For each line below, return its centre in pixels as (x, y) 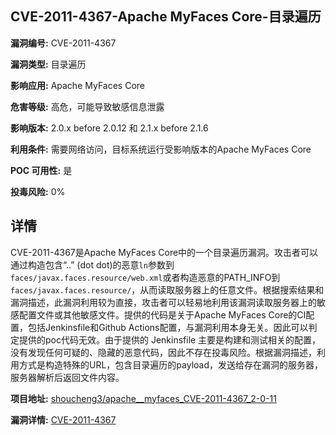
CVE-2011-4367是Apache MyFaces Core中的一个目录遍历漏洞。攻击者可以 (164, 252)
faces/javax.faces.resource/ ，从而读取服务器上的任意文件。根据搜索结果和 (167, 289)
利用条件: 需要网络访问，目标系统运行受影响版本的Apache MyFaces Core (161, 149)
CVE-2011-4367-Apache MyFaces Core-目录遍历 (166, 17)
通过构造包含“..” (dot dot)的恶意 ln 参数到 (92, 264)
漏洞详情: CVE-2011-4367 (63, 419)
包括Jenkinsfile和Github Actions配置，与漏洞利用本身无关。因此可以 (168, 327)
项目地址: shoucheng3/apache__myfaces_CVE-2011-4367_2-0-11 (143, 398)
